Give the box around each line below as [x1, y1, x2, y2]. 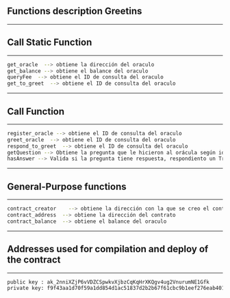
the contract [7, 254, 61, 266]
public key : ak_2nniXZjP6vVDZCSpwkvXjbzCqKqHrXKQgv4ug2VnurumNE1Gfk [7, 278, 210, 286]
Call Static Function [7, 37, 92, 49]
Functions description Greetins [7, 5, 142, 17]
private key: [7, 285, 44, 292]
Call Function [7, 105, 65, 117]
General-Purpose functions [7, 180, 127, 192]
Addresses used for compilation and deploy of [7, 243, 209, 255]
